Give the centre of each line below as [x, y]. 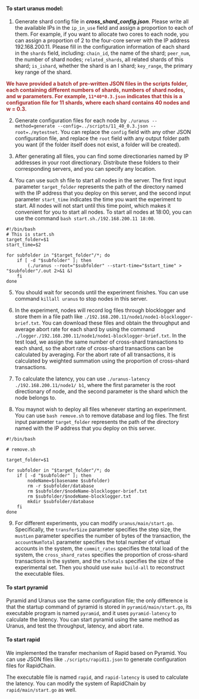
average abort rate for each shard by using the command [85, 329]
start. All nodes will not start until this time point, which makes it [93, 206]
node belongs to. [35, 398]
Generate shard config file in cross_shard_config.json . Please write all [102, 21]
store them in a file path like [49, 317]
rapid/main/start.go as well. [42, 689]
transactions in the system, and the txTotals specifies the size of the [99, 561]
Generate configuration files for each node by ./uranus [82, 121]
